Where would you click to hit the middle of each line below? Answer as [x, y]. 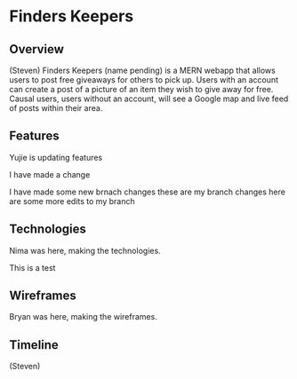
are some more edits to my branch [72, 201]
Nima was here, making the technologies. [85, 250]
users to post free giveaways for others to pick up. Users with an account [144, 80]
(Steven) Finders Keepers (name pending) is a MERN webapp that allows [142, 70]
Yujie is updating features [56, 157]
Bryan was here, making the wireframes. [83, 317]
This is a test [32, 267]
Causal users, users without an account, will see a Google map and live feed [149, 99]
